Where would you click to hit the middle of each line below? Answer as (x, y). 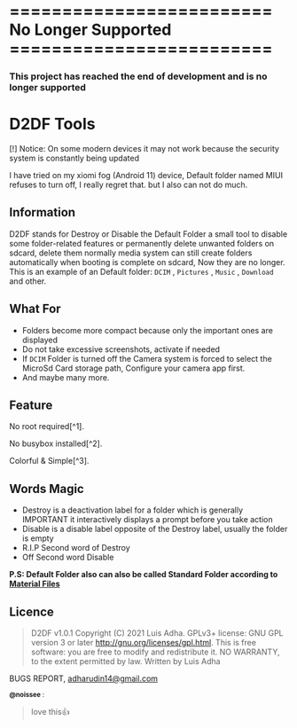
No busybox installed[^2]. (56, 443)
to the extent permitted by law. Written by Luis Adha (125, 661)
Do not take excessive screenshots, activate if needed (121, 349)
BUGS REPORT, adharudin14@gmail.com (83, 678)
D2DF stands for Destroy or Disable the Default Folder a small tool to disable (148, 234)
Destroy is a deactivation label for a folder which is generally (133, 510)
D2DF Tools (52, 124)
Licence (32, 611)
